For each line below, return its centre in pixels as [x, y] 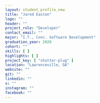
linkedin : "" [18, 79]
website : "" [17, 70]
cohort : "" [16, 47]
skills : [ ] [17, 51]
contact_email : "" [24, 33]
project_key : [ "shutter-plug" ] [39, 60]
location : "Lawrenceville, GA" [37, 65]
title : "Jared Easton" [28, 14]
